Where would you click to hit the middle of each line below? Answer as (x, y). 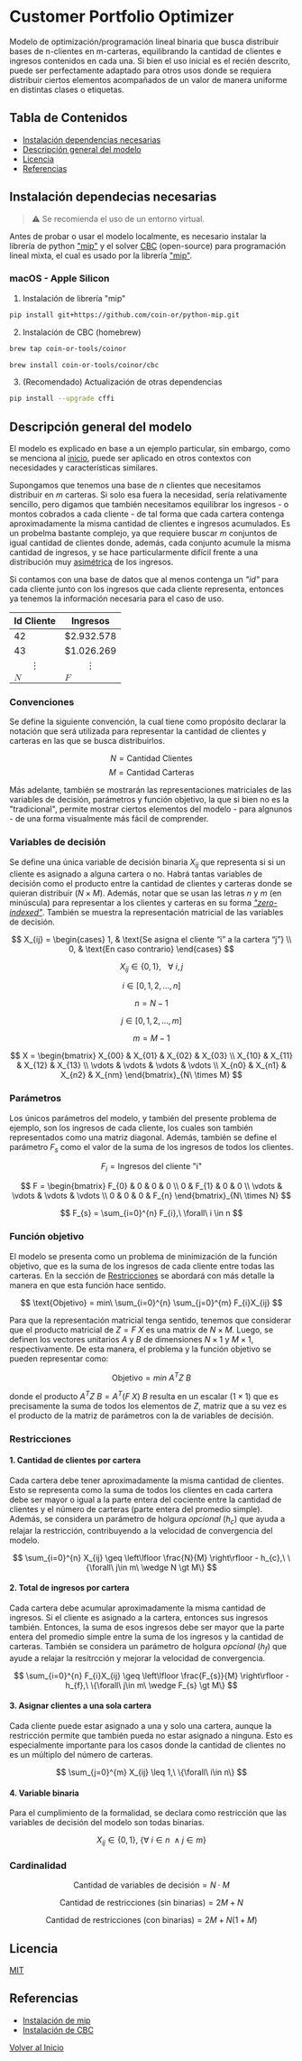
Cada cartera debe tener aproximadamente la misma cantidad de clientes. (147, 1480)
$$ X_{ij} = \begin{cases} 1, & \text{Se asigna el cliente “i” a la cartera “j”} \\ (151, 939)
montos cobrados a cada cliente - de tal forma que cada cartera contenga (147, 514)
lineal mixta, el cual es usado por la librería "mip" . (101, 255)
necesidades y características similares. (84, 468)
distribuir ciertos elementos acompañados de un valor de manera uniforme (148, 79)
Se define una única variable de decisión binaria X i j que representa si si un (147, 863)
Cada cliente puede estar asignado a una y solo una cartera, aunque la (141, 1725)
